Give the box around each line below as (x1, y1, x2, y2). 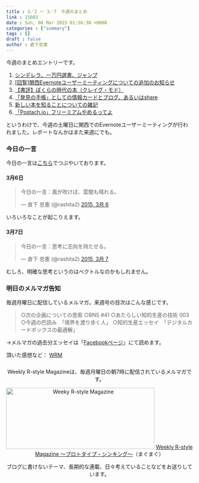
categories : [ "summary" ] (6, 25, 70, 31)
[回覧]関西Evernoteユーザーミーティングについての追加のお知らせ (14, 78, 175, 86)
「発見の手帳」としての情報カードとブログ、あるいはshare (14, 93, 158, 101)
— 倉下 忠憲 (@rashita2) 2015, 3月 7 (20, 255, 109, 262)
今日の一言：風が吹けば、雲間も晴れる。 (20, 188, 120, 196)
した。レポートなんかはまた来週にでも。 (16, 128, 115, 135)
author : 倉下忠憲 (6, 42, 49, 48)
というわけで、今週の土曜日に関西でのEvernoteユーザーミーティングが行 (6, 121, 184, 128)
